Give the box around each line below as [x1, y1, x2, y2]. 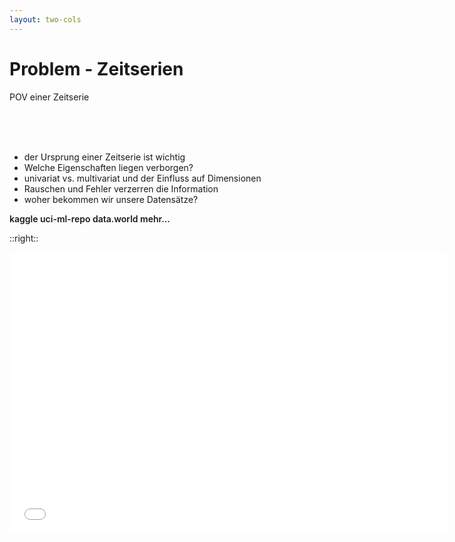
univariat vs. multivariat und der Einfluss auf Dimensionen [23, 172, 262, 184]
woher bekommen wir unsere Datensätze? [23, 193, 199, 205]
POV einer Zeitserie [9, 91, 90, 103]
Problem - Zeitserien [9, 57, 184, 80]
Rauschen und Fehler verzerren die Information [23, 182, 219, 195]
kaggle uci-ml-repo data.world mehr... [9, 212, 171, 225]
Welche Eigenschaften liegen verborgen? [23, 161, 194, 173]
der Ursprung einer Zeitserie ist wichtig [23, 151, 186, 163]
